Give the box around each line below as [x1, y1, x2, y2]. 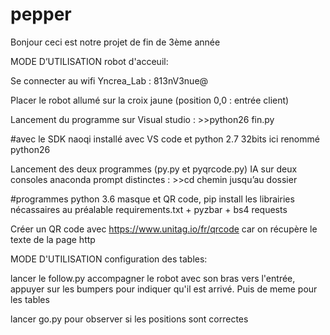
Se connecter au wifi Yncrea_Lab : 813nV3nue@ [10, 74, 209, 87]
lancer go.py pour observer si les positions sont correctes [10, 313, 249, 325]
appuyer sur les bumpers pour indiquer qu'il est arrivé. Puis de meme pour [10, 283, 318, 295]
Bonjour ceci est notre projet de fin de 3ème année [10, 36, 221, 48]
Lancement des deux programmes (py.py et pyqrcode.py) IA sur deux [10, 163, 298, 175]
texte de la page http [10, 233, 96, 245]
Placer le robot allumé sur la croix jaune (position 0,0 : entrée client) [10, 94, 290, 106]
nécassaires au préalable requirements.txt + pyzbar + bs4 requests [10, 203, 288, 215]
